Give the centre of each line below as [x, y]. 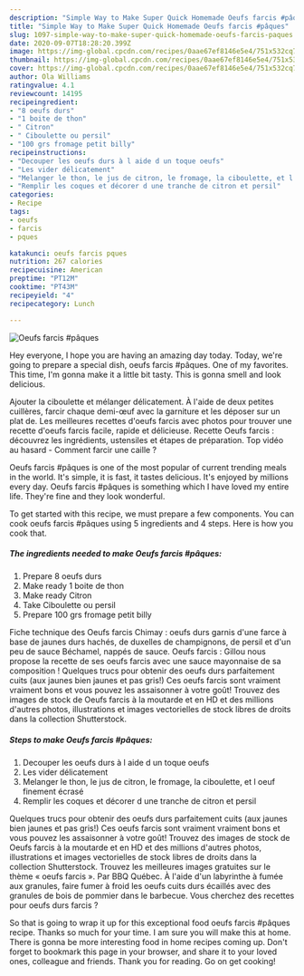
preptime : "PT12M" [44, 279]
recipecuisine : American [56, 270]
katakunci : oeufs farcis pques [68, 253]
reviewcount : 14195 [46, 93]
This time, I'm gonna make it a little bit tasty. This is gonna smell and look [146, 374]
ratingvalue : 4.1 [42, 85]
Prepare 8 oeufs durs [62, 576]
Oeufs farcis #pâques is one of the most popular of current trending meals [148, 467]
